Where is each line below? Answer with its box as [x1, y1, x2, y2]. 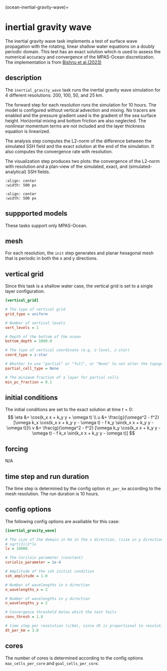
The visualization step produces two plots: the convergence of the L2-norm [5, 158, 160, 164]
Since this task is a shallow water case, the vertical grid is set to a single [5, 283, 153, 289]
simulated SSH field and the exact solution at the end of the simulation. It [5, 143, 154, 149]
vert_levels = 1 [5, 325, 39, 330]
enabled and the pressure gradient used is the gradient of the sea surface [5, 112, 157, 118]
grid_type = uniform [5, 311, 48, 317]
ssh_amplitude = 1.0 [5, 573, 48, 578]
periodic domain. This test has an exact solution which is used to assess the [5, 48, 161, 54]
